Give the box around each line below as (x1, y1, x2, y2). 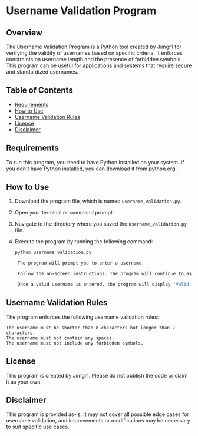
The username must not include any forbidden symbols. (6, 340, 144, 346)
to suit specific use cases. (6, 423, 70, 431)
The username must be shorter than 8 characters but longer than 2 (6, 325, 176, 331)
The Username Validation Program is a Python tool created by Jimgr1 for (6, 43, 181, 50)
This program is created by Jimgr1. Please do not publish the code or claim (6, 372, 188, 379)
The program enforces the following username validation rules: (6, 313, 159, 321)
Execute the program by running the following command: (14, 238, 153, 245)
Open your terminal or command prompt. (14, 209, 114, 216)
